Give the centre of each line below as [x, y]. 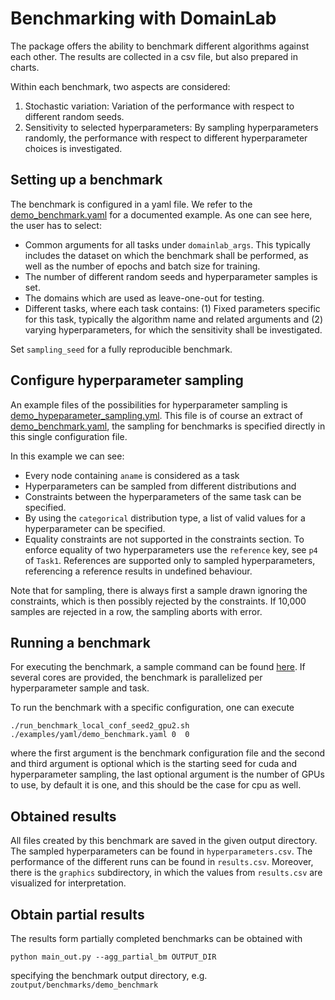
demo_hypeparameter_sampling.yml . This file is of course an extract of [156, 415]
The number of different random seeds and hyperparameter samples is [171, 276]
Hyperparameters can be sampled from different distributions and [160, 486]
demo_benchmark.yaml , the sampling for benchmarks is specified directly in [168, 426]
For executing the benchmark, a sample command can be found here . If [158, 667]
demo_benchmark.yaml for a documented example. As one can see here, [161, 214]
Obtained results [63, 816]
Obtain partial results [77, 914]
